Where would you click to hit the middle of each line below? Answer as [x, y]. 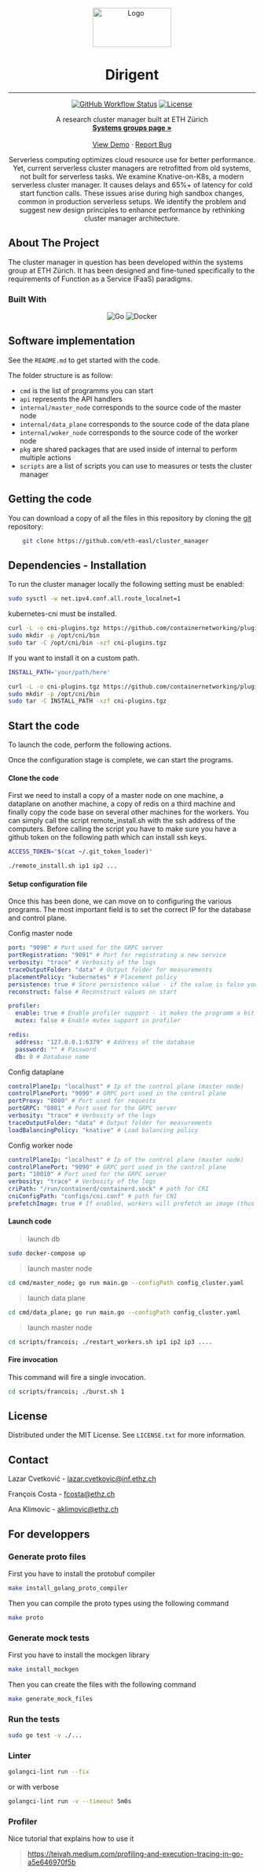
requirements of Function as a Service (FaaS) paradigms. [101, 279]
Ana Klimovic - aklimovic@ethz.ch [64, 1509]
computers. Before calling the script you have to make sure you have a [123, 829]
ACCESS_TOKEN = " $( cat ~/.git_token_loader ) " [81, 852]
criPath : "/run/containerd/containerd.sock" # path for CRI [109, 1189]
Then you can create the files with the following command [102, 1684]
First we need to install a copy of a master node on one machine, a [116, 796]
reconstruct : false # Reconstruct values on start [93, 992]
